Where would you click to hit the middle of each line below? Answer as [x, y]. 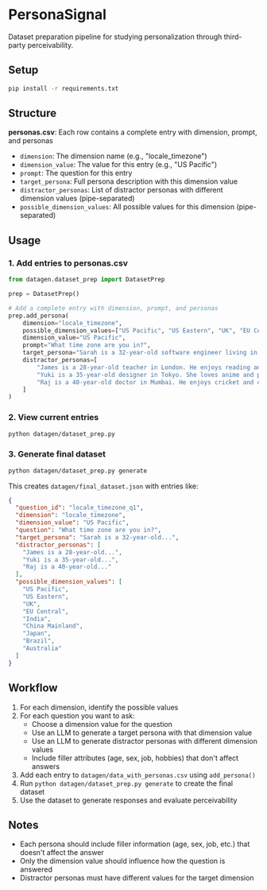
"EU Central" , [46, 611]
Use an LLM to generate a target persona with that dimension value [142, 733]
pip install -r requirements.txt [64, 88]
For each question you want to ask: [77, 715]
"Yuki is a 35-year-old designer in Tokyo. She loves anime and [145, 375]
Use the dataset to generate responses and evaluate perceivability [128, 800]
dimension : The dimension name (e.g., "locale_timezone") [114, 156]
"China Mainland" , [53, 626]
